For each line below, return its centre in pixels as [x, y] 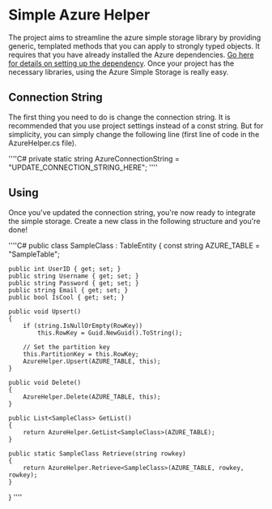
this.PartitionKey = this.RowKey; [81, 354]
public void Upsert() [45, 311]
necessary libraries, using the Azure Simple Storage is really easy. [119, 71]
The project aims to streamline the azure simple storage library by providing [135, 37]
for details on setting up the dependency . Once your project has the [121, 63]
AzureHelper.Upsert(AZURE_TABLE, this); [92, 361]
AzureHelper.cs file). [42, 143]
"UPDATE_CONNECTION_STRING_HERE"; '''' [83, 167]
